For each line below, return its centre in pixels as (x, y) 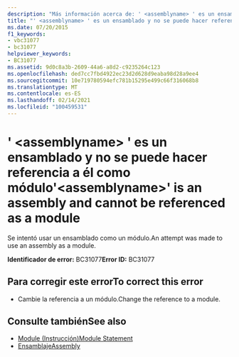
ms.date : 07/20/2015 (38, 27)
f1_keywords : (27, 34)
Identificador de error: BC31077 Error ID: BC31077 (81, 259)
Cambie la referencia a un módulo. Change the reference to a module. (119, 299)
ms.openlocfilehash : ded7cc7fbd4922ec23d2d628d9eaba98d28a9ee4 (103, 74)
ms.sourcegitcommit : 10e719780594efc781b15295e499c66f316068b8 (103, 80)
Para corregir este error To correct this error (106, 282)
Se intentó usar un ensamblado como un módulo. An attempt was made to (115, 238)
